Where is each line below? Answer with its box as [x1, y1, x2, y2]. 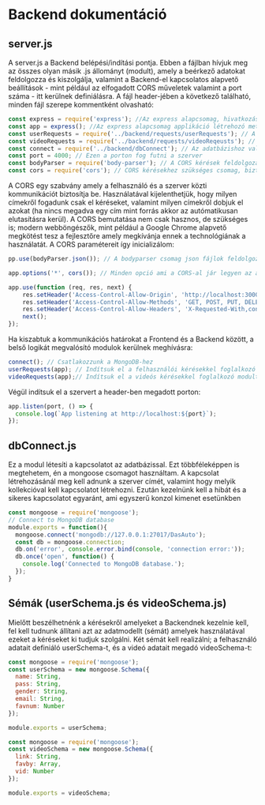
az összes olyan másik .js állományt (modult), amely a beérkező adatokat [8, 66, 246, 76]
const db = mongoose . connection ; [15, 538, 125, 546]
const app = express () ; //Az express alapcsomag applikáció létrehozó [8, 122, 245, 130]
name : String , [15, 673, 62, 681]
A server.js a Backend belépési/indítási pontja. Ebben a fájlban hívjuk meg [8, 58, 248, 67]
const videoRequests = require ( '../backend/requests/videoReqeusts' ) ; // [8, 137, 256, 145]
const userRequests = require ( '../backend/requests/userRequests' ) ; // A [8, 130, 256, 137]
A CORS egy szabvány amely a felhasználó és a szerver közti [8, 181, 207, 190]
